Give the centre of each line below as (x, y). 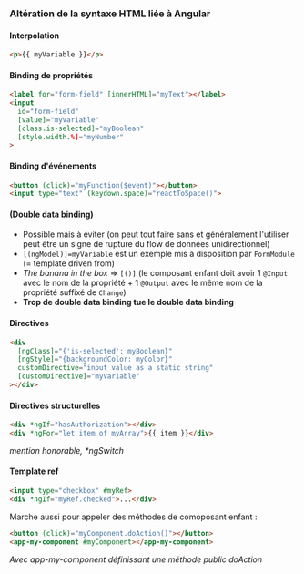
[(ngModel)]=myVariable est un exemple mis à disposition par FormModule (159, 254)
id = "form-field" (48, 111)
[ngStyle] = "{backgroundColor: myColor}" (95, 359)
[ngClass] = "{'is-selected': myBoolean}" (95, 351)
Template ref (34, 471)
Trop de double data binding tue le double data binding (128, 302)
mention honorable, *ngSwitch (67, 450)
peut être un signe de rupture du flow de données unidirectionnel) (146, 244)
